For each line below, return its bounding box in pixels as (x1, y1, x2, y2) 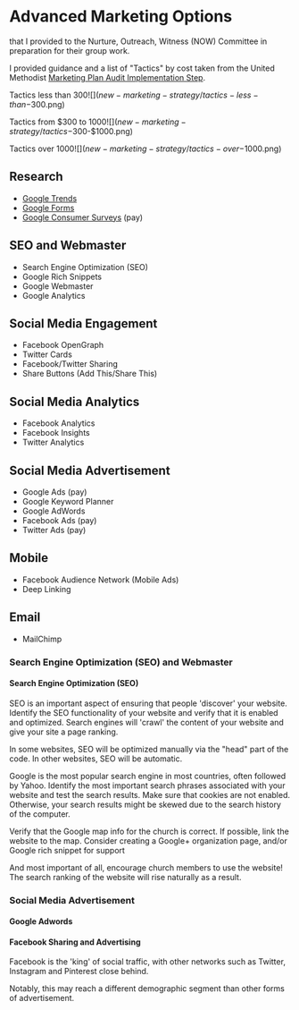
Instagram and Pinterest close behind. (9, 966, 149, 977)
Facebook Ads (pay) (21, 515, 97, 525)
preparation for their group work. (9, 45, 130, 55)
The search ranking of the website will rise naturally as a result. (9, 871, 242, 882)
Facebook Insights (21, 428, 91, 438)
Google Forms (21, 202, 75, 213)
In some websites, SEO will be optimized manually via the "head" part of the (9, 743, 289, 754)
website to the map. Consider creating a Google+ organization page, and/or (9, 835, 288, 846)
